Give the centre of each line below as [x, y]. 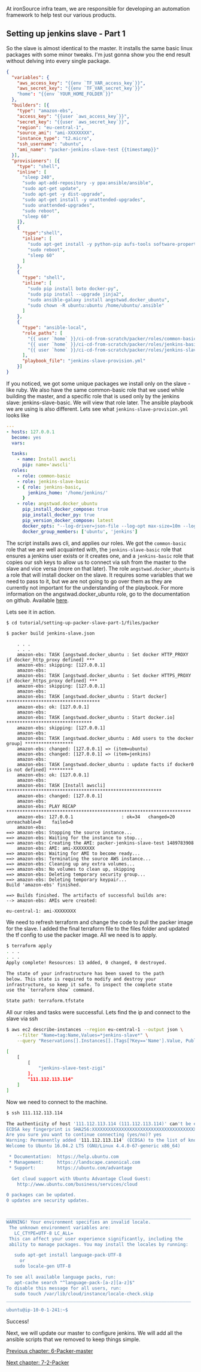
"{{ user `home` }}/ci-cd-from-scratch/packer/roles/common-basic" [113, 339]
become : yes [27, 437]
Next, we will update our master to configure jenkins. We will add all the [94, 1333]
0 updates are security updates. [48, 1201]
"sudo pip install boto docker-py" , [73, 289]
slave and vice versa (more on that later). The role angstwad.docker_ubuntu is [100, 568]
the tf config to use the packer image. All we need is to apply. [82, 935]
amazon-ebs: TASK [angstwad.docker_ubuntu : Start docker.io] [96, 718]
